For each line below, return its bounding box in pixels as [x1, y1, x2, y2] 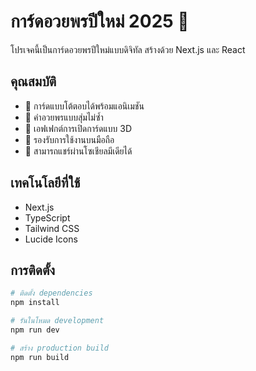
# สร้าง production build [10, 343, 109, 353]
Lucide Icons [24, 233, 78, 245]
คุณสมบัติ [10, 73, 57, 90]
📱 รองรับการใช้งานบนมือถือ [24, 133, 115, 145]
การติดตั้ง [10, 261, 56, 279]
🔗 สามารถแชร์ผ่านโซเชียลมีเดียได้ [24, 145, 133, 157]
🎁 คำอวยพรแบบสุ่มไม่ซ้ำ [24, 111, 104, 123]
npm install [10, 298, 60, 308]
